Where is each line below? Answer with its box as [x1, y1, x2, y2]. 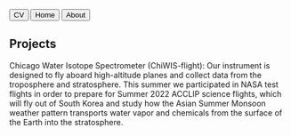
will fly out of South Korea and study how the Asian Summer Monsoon [9, 98, 267, 108]
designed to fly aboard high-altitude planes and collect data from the [9, 69, 263, 80]
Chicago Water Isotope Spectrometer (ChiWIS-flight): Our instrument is [9, 60, 271, 70]
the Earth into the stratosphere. [9, 116, 124, 127]
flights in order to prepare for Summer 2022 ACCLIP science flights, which [9, 88, 282, 99]
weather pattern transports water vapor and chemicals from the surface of [9, 107, 283, 118]
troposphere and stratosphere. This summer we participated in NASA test [9, 79, 279, 90]
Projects [9, 36, 57, 52]
